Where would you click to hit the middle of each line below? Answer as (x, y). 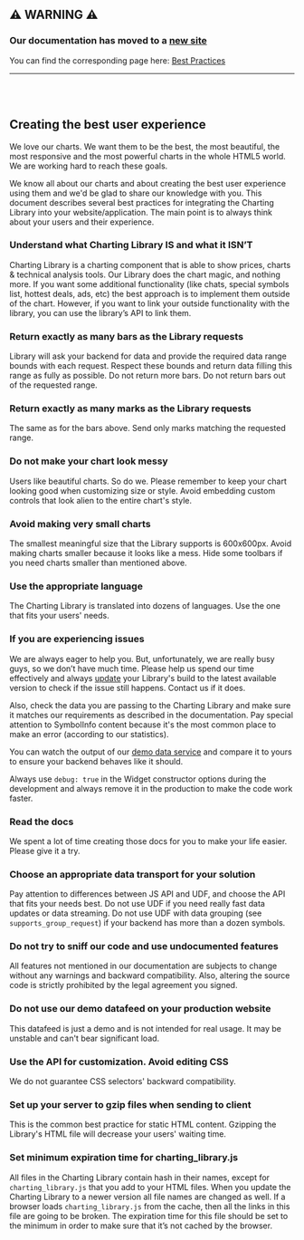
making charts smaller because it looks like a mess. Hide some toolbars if (146, 553)
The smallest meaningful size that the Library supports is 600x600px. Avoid (151, 543)
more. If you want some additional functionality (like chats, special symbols (149, 284)
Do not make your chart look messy (89, 461)
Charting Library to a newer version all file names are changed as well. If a (147, 1197)
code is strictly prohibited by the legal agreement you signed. (123, 985)
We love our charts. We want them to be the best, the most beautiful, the (145, 146)
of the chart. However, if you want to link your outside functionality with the (150, 303)
